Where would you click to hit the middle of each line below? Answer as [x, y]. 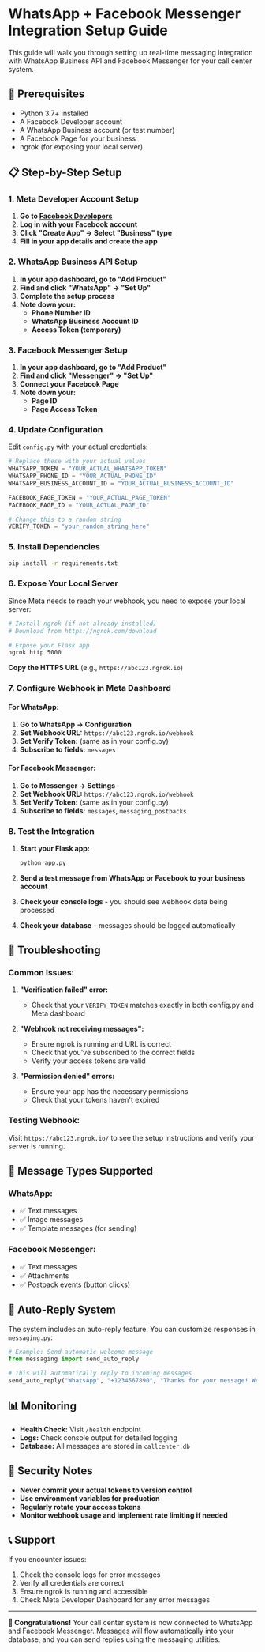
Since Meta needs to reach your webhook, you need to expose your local [127, 601]
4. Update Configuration [56, 429]
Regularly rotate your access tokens [80, 1507]
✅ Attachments [44, 1275]
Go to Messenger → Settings [67, 785]
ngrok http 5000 [35, 653]
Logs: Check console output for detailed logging [98, 1437]
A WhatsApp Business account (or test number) [97, 130]
